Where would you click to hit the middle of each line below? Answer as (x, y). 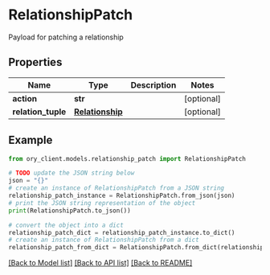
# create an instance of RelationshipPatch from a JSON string (117, 188)
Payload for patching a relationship (66, 37)
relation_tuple (39, 112)
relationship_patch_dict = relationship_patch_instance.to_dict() (122, 232)
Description (153, 84)
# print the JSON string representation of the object (102, 203)
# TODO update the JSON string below (72, 173)
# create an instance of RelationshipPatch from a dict (104, 240)
